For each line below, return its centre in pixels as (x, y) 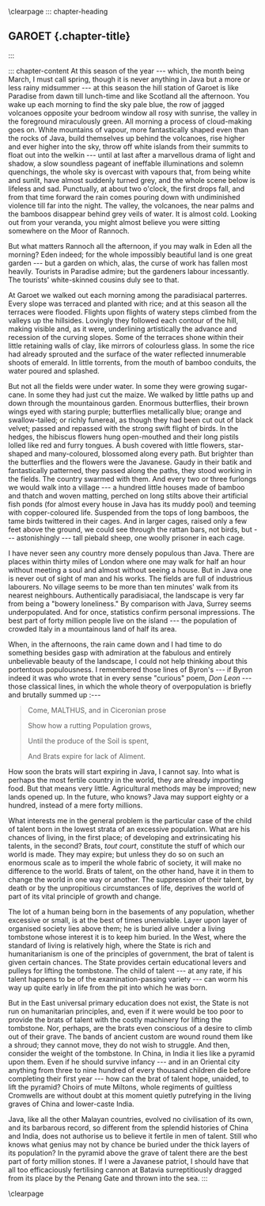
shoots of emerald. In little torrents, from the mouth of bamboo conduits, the (132, 362)
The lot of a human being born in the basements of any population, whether (131, 911)
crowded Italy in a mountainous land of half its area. (93, 628)
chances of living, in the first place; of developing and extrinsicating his (125, 837)
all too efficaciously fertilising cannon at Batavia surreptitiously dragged (125, 1170)
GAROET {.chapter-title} (69, 36)
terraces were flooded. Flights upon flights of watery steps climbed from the (132, 311)
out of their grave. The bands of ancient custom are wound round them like (131, 1036)
